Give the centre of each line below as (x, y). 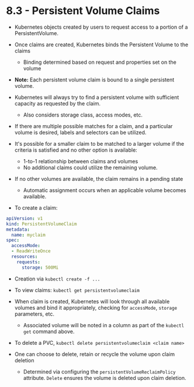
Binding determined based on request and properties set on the (100, 62)
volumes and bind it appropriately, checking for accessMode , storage (96, 307)
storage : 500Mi (40, 268)
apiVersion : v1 (25, 218)
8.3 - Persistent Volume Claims (83, 11)
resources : (25, 257)
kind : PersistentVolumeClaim (41, 224)
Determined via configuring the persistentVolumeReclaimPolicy (99, 371)
